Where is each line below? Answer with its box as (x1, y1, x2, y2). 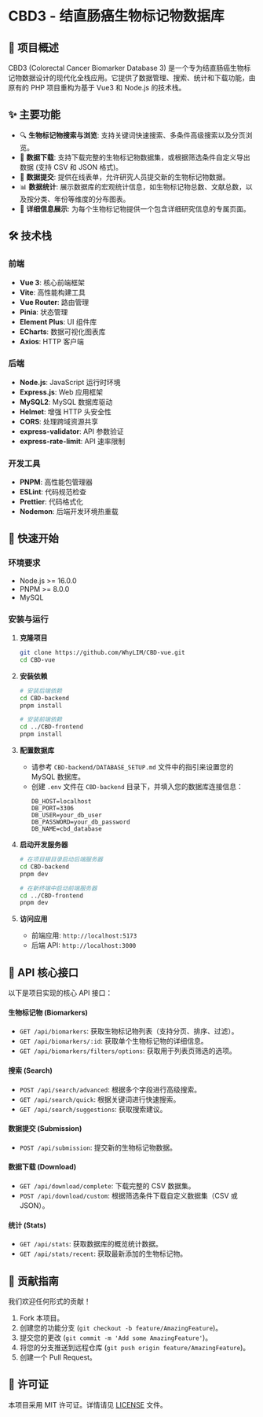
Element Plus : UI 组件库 (19, 317, 97, 326)
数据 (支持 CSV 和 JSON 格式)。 (19, 162, 123, 171)
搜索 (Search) (8, 1066, 53, 1075)
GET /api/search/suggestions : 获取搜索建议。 (19, 1104, 167, 1114)
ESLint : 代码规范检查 (19, 487, 87, 497)
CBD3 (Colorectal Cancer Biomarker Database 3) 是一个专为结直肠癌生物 (8, 64, 244, 72)
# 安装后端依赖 (19, 687, 63, 695)
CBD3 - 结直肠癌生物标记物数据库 (8, 7, 225, 25)
